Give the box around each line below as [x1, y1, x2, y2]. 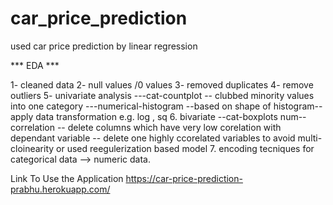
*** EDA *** [10, 59, 60, 71]
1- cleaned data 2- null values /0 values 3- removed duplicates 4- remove [10, 78, 314, 91]
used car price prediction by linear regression [10, 40, 198, 52]
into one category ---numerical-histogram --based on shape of [10, 100, 272, 112]
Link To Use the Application [10, 172, 124, 184]
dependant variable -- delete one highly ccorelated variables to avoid [10, 132, 296, 144]
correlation [10, 121, 55, 133]
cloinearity [10, 142, 55, 154]
